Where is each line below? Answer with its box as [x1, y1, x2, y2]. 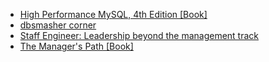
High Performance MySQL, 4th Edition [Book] [19, 9, 208, 20]
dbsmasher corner [19, 19, 97, 31]
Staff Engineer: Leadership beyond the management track [19, 30, 259, 41]
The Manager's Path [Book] [19, 40, 134, 52]
